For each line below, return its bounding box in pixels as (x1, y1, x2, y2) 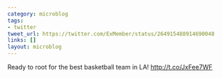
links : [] (7, 37, 37, 44)
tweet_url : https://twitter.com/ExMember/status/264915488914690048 (7, 30, 215, 38)
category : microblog (7, 10, 69, 18)
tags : (7, 17, 23, 24)
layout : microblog (7, 43, 62, 50)
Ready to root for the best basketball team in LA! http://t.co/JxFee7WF (7, 63, 213, 71)
